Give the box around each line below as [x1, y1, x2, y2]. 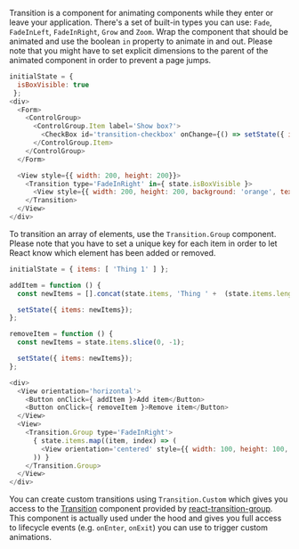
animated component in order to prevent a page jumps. [9, 55, 212, 65]
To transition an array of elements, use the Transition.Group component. [9, 228, 277, 239]
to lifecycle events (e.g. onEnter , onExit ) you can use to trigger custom [9, 522, 269, 533]
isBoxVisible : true [17, 80, 90, 89]
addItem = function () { [9, 281, 101, 290]
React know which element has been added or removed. [9, 247, 216, 258]
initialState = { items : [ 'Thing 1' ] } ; [9, 265, 169, 274]
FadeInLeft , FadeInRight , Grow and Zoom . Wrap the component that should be [9, 27, 289, 37]
